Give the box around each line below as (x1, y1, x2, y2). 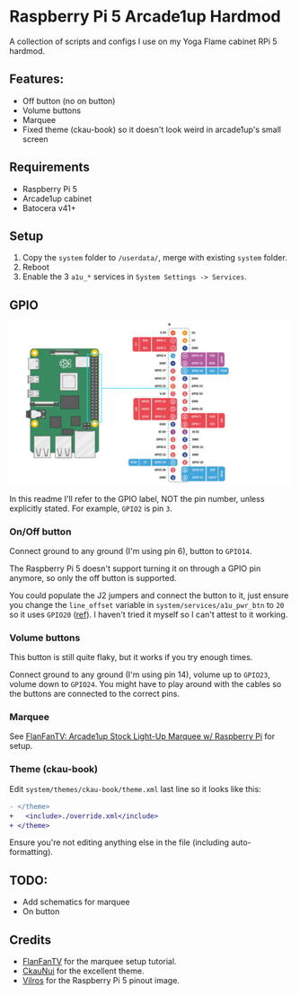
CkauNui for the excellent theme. (22, 965, 145, 976)
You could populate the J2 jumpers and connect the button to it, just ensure (9, 590, 289, 601)
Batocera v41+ (22, 202, 76, 213)
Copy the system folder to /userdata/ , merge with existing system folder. (22, 252, 287, 263)
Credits (9, 932, 52, 947)
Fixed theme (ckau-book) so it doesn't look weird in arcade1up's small (22, 124, 281, 135)
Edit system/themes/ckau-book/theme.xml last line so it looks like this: (9, 783, 262, 794)
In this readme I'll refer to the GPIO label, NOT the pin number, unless (9, 493, 265, 504)
